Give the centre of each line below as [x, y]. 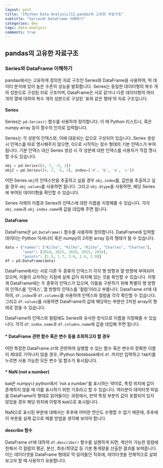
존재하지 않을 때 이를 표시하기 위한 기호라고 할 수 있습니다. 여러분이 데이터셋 [77, 389]
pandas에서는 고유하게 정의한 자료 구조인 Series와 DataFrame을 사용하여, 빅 [79, 80]
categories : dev [21, 23]
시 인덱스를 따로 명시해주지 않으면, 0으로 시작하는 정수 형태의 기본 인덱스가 [76, 144]
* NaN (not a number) [27, 372]
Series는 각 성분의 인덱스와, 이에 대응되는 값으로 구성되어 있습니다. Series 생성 [80, 138]
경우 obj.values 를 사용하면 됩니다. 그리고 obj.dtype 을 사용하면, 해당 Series [82, 186]
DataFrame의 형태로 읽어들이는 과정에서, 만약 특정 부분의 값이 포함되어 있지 [82, 396]
